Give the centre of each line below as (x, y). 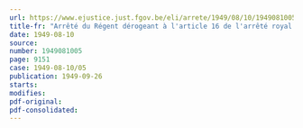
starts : (24, 85)
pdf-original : (36, 101)
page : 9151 (30, 59)
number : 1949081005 (46, 51)
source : (24, 43)
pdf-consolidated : (44, 110)
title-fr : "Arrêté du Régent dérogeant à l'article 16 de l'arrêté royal (151, 26)
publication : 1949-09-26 (56, 77)
